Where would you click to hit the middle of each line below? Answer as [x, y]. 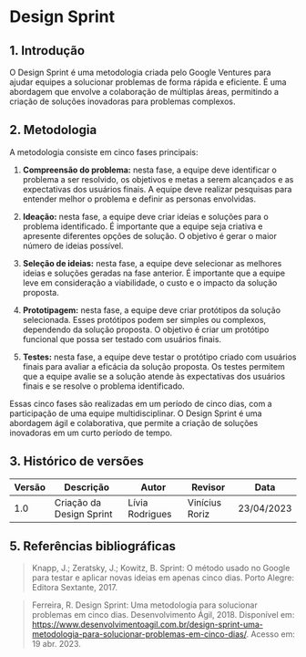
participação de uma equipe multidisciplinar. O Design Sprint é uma [136, 413]
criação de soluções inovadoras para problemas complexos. [122, 101]
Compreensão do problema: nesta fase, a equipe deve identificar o [150, 170]
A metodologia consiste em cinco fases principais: [104, 151]
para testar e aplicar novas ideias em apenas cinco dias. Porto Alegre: [163, 578]
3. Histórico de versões [76, 461]
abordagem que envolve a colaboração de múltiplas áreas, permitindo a [144, 92]
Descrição [87, 487]
